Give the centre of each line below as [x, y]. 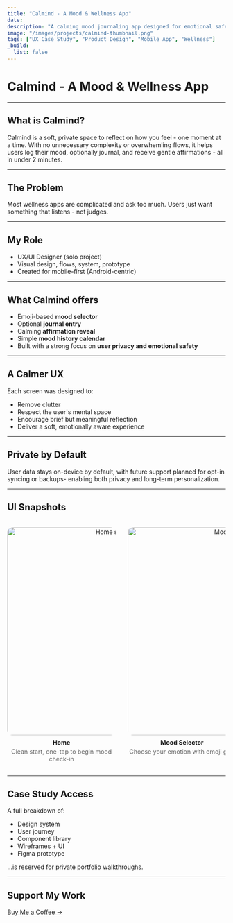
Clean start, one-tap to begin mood [62, 751]
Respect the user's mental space [64, 412]
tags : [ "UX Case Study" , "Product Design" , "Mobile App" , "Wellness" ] [111, 40]
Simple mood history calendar [61, 339]
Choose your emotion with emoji [175, 751]
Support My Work [46, 895]
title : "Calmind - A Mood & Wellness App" [69, 14]
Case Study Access [50, 794]
